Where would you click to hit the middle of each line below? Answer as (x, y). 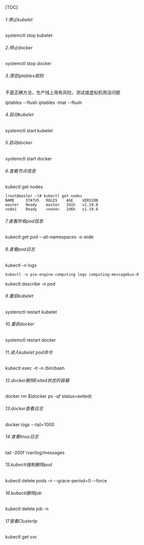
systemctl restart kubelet (31, 312)
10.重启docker (20, 324)
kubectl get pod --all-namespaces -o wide (50, 237)
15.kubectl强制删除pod (29, 465)
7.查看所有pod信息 (24, 221)
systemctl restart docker (31, 340)
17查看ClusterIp (21, 521)
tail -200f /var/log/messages (35, 452)
